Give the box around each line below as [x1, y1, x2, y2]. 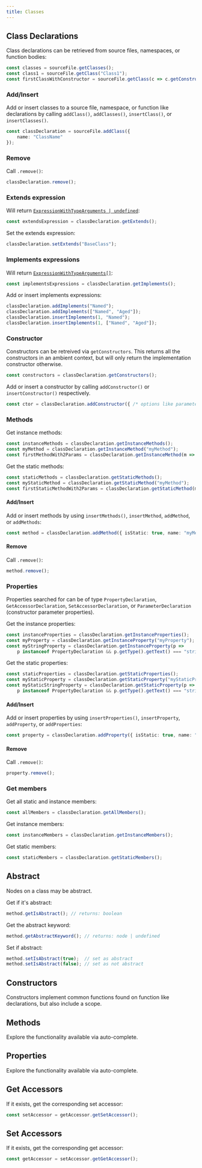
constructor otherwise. [6, 361, 63, 368]
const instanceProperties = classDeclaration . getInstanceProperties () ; [6, 632, 189, 638]
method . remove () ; [6, 567, 50, 574]
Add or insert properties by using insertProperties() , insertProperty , [6, 714, 180, 721]
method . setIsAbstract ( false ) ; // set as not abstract [6, 961, 144, 967]
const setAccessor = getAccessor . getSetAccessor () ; [6, 1111, 138, 1118]
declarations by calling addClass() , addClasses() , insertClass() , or [6, 111, 173, 118]
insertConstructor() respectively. [6, 390, 91, 397]
